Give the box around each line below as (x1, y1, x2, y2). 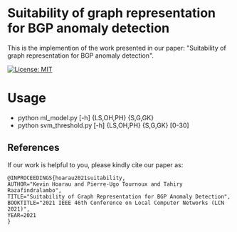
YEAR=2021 (7, 211, 37, 218)
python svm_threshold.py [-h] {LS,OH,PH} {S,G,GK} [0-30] (17, 121, 190, 130)
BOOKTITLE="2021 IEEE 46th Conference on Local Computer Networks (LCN (7, 199, 224, 206)
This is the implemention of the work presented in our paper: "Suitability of (7, 43, 226, 52)
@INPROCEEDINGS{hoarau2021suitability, (7, 174, 126, 181)
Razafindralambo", (7, 186, 62, 194)
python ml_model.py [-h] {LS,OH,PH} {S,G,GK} (17, 113, 154, 122)
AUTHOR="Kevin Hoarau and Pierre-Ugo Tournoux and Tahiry (7, 180, 183, 188)
